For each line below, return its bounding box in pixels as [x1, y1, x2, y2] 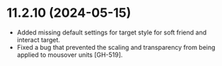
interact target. [16, 35, 61, 44]
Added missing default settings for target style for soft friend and [16, 28, 206, 37]
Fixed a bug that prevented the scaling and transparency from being [16, 43, 216, 51]
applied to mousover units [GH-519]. [16, 51, 123, 59]
